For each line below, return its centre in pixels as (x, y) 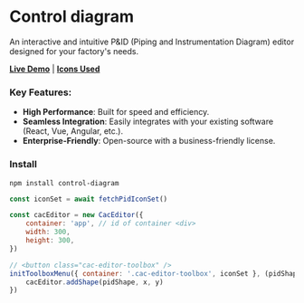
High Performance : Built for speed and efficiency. (116, 112)
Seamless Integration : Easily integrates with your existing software (148, 122)
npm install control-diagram (64, 183)
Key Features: (41, 92)
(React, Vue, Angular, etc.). (73, 131)
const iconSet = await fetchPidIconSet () (89, 199)
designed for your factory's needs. (74, 51)
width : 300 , (48, 232)
